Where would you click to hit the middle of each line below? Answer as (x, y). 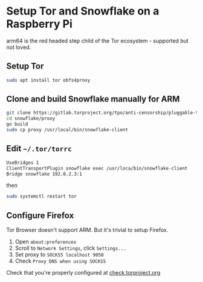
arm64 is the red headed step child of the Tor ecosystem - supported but (98, 41)
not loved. (19, 47)
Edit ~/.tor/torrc (39, 149)
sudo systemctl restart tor (42, 197)
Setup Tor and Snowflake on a (83, 11)
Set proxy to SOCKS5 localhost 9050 (59, 255)
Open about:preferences (46, 242)
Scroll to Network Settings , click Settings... (71, 248)
